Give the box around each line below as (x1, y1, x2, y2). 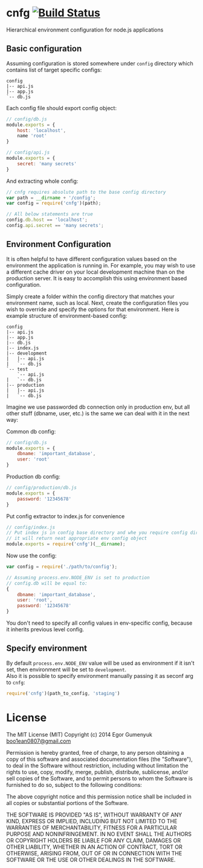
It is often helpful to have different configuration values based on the (6, 255, 177, 263)
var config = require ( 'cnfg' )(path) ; (6, 200, 101, 206)
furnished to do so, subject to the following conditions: (6, 781, 142, 788)
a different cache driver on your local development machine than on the (6, 268, 185, 275)
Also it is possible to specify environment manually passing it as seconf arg (6, 672, 193, 679)
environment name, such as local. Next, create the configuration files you (6, 299, 189, 306)
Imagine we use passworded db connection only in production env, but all (6, 403, 190, 410)
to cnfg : (6, 679, 25, 686)
